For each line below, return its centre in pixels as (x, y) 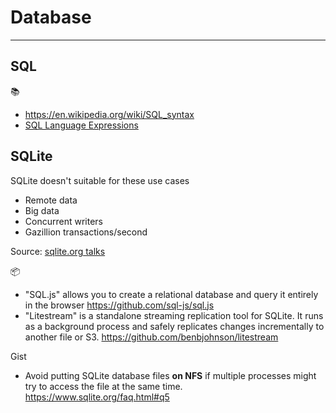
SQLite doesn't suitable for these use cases (100, 180)
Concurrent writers (63, 221)
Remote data (51, 200)
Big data (42, 210)
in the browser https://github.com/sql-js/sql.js (119, 305)
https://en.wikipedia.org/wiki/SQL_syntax (109, 114)
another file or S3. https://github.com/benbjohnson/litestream (151, 337)
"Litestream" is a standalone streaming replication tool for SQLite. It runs (174, 315)
